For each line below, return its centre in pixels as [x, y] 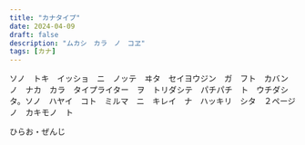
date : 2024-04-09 [42, 26]
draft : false [34, 34]
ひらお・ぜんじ [37, 131]
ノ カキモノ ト [41, 112]
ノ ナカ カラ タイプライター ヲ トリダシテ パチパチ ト [129, 90]
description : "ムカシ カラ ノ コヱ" [77, 43]
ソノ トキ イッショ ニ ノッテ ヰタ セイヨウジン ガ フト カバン [149, 79]
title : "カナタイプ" [45, 18]
